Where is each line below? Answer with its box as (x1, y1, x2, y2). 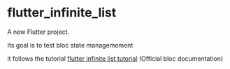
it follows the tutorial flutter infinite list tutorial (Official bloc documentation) (7, 54, 224, 63)
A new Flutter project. (7, 28, 70, 36)
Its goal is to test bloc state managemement (7, 41, 134, 49)
